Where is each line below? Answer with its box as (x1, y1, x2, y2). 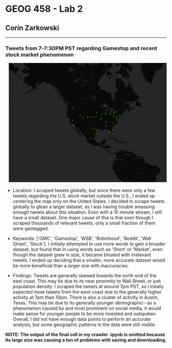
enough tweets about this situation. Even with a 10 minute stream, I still (12, 209, 162, 215)
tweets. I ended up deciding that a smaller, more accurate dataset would (12, 257, 165, 263)
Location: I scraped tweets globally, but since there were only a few (12, 187, 156, 193)
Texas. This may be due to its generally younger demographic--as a (12, 299, 156, 305)
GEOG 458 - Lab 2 (5, 3, 83, 15)
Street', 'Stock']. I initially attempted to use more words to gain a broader (12, 240, 166, 247)
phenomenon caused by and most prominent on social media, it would (12, 305, 161, 311)
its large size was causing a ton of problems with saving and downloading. (5, 337, 167, 343)
